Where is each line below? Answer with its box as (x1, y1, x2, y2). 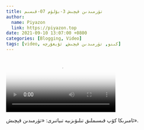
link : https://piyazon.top (11, 24, 77, 31)
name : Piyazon (11, 19, 45, 25)
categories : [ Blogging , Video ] (6, 36, 82, 41)
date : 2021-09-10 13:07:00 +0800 (6, 30, 87, 36)
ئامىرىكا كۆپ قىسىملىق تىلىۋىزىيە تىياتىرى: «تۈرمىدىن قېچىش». (6, 117, 139, 124)
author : (6, 14, 25, 20)
